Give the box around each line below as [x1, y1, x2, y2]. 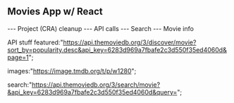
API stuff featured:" [7, 38, 63, 47]
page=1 [7, 53, 30, 61]
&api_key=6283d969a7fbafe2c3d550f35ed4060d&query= [7, 87, 178, 96]
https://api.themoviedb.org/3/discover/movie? [63, 38, 197, 47]
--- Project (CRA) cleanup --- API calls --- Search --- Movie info [7, 24, 194, 32]
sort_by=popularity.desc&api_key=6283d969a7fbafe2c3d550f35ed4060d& [7, 45, 227, 54]
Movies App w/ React [7, 6, 104, 18]
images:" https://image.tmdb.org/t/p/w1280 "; [7, 66, 137, 75]
